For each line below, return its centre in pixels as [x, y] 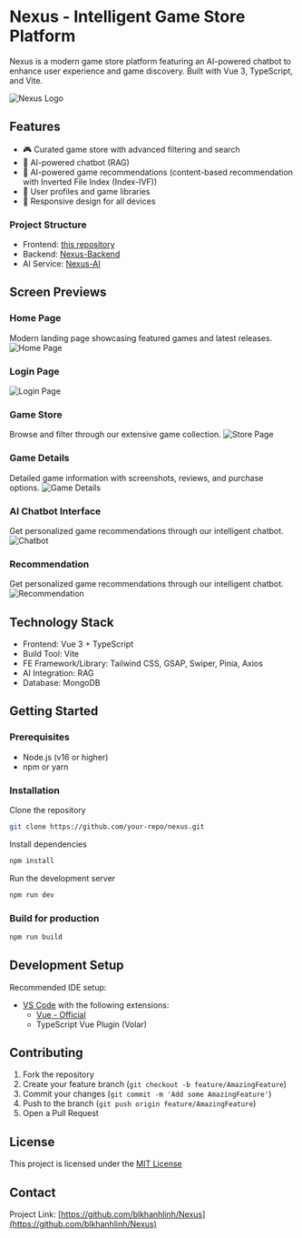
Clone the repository [48, 810]
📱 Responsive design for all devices [89, 201]
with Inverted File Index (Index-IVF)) [90, 181]
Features [35, 127]
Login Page [35, 371]
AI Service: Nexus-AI [62, 264]
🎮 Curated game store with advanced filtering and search [131, 149]
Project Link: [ [35, 1214]
